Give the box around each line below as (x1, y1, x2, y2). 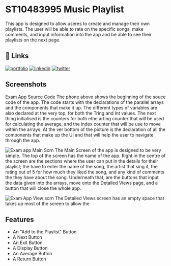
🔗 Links (5, 52, 29, 60)
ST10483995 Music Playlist (5, 4, 124, 15)
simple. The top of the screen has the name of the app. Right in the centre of (5, 152, 166, 159)
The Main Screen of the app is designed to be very (54, 147, 161, 153)
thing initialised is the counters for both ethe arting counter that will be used (5, 115, 164, 121)
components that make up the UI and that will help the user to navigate (5, 131, 154, 138)
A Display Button (12, 245, 48, 251)
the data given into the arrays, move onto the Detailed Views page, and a (5, 180, 158, 186)
